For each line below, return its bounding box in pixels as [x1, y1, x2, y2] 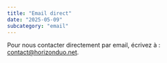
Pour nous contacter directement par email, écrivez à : [7, 41, 161, 49]
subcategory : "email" [7, 22, 69, 29]
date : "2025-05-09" [7, 16, 63, 23]
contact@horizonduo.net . [7, 48, 79, 56]
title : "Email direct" [7, 9, 72, 17]
